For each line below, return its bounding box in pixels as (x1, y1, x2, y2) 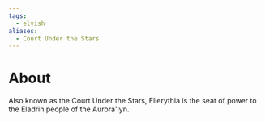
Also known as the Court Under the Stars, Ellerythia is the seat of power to (8, 96, 257, 106)
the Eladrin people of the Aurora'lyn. (8, 104, 130, 114)
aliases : (8, 27, 38, 35)
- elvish (15, 19, 45, 27)
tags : (8, 11, 27, 20)
